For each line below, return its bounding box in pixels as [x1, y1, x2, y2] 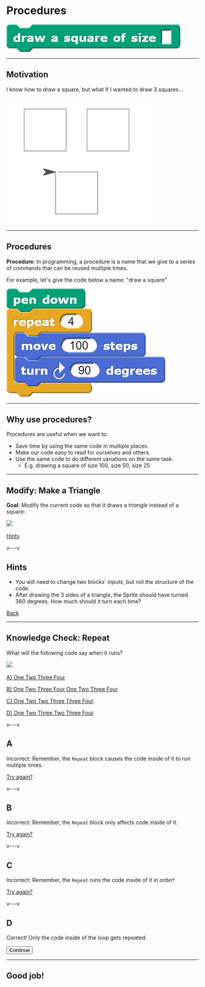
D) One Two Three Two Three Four [6, 709, 94, 716]
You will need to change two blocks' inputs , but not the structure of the [15, 578, 194, 585]
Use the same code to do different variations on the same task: [15, 456, 174, 463]
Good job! [6, 971, 45, 981]
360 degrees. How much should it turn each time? [15, 598, 142, 605]
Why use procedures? [6, 414, 92, 424]
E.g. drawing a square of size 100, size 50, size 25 [24, 462, 151, 469]
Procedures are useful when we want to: [6, 431, 108, 438]
